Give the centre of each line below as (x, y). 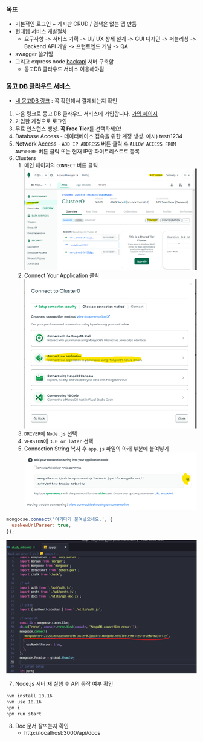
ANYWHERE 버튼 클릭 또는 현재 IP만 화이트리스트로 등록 (77, 151)
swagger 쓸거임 (34, 54)
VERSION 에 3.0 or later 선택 (59, 441)
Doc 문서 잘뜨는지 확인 (42, 726)
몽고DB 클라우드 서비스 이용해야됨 (64, 69)
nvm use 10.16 (24, 702)
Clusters (25, 158)
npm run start (24, 714)
